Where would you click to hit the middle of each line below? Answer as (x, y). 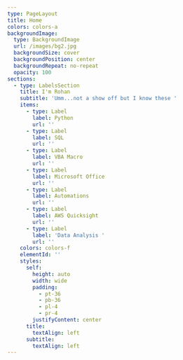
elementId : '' (40, 255)
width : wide (50, 281)
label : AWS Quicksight (66, 216)
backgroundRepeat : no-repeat (56, 66)
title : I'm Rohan (45, 92)
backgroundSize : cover (47, 53)
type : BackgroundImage (47, 40)
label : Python (53, 118)
